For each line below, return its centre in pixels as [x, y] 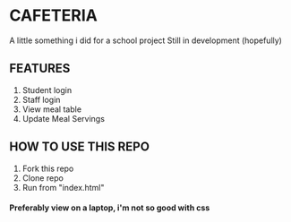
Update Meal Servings [64, 118]
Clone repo [43, 178]
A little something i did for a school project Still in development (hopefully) [145, 40]
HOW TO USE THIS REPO [80, 147]
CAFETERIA [54, 16]
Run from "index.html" [63, 187]
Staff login [41, 99]
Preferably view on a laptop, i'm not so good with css [110, 208]
